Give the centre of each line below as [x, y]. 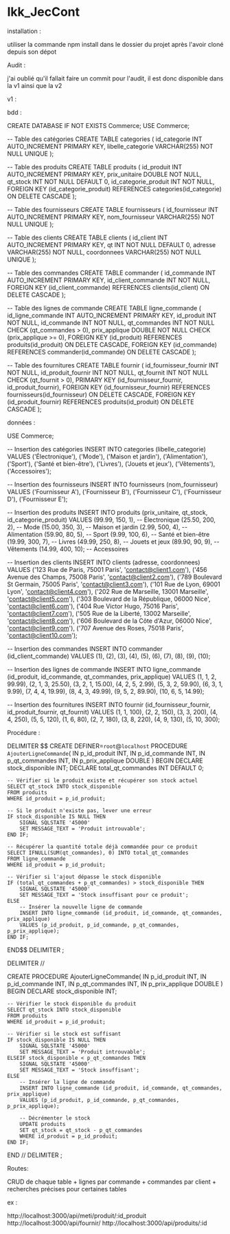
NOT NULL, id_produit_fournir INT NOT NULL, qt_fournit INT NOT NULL [108, 372]
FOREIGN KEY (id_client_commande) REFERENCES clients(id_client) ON [108, 287]
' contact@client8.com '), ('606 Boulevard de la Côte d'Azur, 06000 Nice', [110, 621]
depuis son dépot [32, 52]
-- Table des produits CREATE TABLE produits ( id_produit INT [95, 167]
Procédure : [24, 732]
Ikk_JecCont [44, 12]
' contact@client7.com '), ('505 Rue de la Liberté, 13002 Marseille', [99, 613]
